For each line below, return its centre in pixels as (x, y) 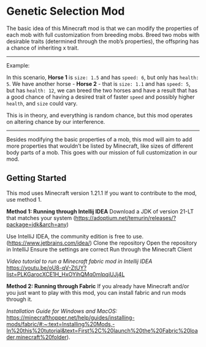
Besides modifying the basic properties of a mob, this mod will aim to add (99, 139)
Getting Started (36, 178)
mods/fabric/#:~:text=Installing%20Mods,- (61, 324)
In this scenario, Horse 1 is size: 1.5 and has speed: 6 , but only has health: (103, 77)
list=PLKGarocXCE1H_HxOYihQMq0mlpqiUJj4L (66, 274)
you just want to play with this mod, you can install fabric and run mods (96, 292)
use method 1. (24, 199)
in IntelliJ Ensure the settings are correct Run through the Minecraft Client (99, 249)
